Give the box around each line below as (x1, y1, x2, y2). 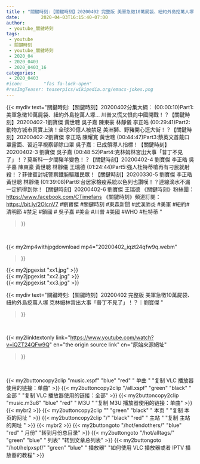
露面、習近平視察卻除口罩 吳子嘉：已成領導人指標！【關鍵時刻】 (11, 141, 170, 148)
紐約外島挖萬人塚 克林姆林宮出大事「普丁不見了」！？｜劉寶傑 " (6, 299, 164, 306)
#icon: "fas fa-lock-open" (6, 81, 93, 87)
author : (6, 20, 26, 26)
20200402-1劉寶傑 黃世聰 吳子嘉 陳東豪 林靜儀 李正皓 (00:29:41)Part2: (16, 118, 190, 125)
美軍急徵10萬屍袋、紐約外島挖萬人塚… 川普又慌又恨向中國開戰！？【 (6, 111, 175, 118)
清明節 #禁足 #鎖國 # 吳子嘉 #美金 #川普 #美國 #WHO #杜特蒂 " (6, 208, 162, 215)
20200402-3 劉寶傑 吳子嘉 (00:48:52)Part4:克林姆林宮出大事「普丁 (6, 148, 173, 155)
